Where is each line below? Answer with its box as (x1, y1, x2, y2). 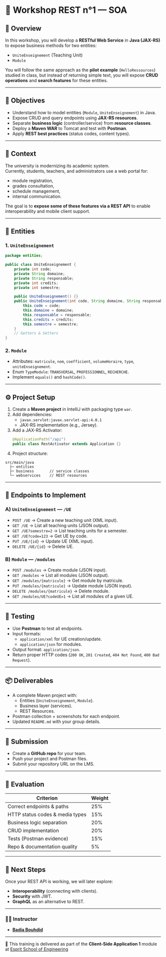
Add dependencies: (12, 412, 53, 418)
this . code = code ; (23, 303, 61, 308)
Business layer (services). (19, 703, 73, 709)
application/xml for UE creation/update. (19, 636, 102, 642)
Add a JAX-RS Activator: (12, 428, 63, 433)
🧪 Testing (5, 612, 35, 621)
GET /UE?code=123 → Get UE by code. (12, 533, 88, 539)
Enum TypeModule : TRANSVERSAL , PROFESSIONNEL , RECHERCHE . (12, 369, 129, 375)
